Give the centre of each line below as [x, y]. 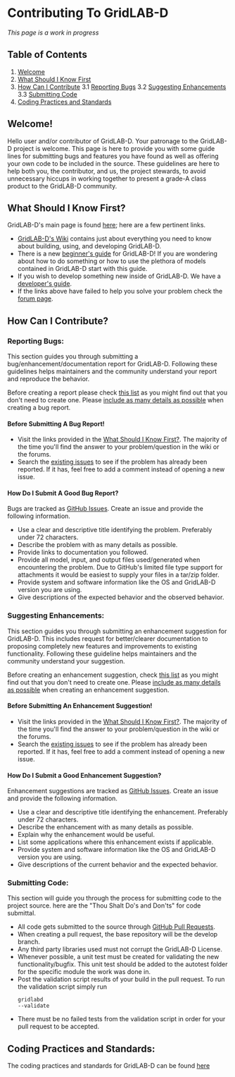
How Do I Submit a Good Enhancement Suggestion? [84, 775]
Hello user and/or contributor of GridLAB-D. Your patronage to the [103, 141]
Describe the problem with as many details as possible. [97, 545]
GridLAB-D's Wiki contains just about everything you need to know [114, 239]
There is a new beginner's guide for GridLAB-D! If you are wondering [118, 254]
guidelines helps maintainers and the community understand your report [112, 371]
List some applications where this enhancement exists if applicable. [115, 842]
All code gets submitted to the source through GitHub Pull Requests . [116, 927]
